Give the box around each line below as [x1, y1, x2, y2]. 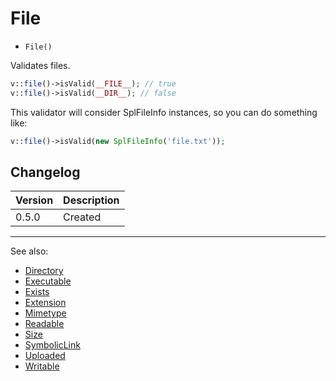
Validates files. [10, 59, 71, 71]
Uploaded [24, 350, 66, 362]
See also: [10, 245, 49, 257]
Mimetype [24, 307, 67, 319]
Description [63, 193, 120, 207]
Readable [24, 318, 65, 330]
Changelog [10, 163, 81, 181]
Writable [24, 360, 60, 372]
